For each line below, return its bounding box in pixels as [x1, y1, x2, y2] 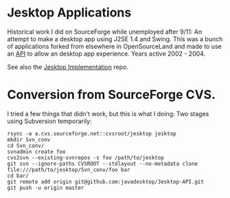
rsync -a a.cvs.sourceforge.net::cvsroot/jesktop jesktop [7, 130, 176, 137]
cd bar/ [7, 172, 30, 179]
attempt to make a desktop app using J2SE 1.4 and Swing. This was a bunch [7, 34, 223, 43]
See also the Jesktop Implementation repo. [7, 63, 128, 71]
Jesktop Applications [7, 5, 132, 21]
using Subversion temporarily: [7, 117, 92, 125]
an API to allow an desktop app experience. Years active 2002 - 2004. [7, 49, 206, 58]
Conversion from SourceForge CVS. [7, 87, 216, 102]
